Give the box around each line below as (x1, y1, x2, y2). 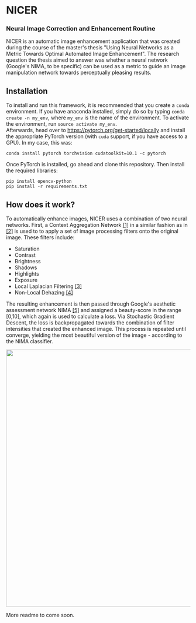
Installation (6, 86, 48, 96)
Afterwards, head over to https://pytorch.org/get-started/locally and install (6, 127, 185, 134)
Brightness (14, 258, 41, 265)
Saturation (14, 245, 40, 253)
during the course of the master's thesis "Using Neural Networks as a (6, 44, 174, 51)
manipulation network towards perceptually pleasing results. (6, 69, 152, 76)
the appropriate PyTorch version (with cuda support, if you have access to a (6, 133, 188, 140)
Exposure (14, 277, 38, 284)
